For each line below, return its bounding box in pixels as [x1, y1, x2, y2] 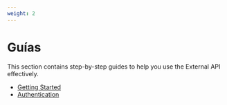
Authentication [17, 90, 60, 98]
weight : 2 [7, 10, 36, 17]
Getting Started [17, 83, 61, 91]
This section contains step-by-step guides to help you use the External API [7, 62, 221, 71]
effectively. [7, 69, 39, 78]
